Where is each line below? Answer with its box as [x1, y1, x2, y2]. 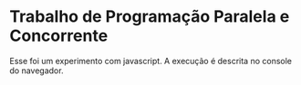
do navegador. [9, 65, 64, 76]
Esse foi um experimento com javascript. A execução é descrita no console [9, 55, 292, 66]
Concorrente [9, 25, 109, 46]
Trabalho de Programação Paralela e [9, 6, 290, 27]
